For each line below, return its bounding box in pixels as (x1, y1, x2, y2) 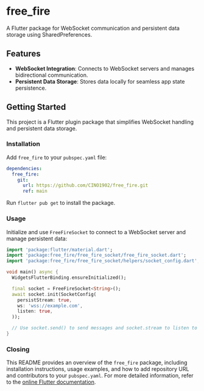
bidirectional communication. (15, 71, 88, 79)
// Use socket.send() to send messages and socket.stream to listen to (12, 325, 198, 331)
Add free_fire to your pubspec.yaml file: (6, 154, 107, 161)
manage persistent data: (6, 235, 68, 242)
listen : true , (17, 308, 53, 315)
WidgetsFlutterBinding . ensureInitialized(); (12, 274, 127, 281)
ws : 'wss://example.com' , (17, 303, 83, 309)
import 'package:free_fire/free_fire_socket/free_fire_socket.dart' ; (6, 252, 187, 259)
